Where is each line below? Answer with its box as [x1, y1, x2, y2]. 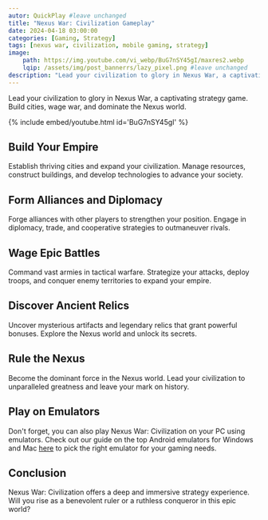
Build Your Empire [8, 141, 99, 154]
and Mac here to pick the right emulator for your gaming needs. [8, 443, 217, 453]
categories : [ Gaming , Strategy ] [8, 34, 116, 42]
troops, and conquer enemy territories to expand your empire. [8, 276, 212, 286]
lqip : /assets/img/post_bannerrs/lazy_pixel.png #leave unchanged [22, 64, 248, 72]
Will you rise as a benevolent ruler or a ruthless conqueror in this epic [8, 496, 237, 506]
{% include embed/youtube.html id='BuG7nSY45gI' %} [8, 117, 189, 126]
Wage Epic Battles [8, 246, 100, 260]
